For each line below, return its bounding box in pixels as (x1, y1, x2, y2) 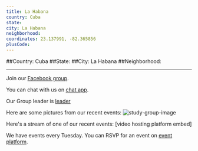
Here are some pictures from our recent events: (6, 109, 122, 116)
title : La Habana (6, 8, 49, 15)
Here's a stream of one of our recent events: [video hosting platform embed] (6, 120, 192, 127)
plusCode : (6, 42, 31, 48)
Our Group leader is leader (6, 97, 71, 104)
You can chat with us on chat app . (6, 86, 89, 93)
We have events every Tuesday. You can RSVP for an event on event (6, 132, 173, 139)
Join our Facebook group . (6, 74, 69, 81)
